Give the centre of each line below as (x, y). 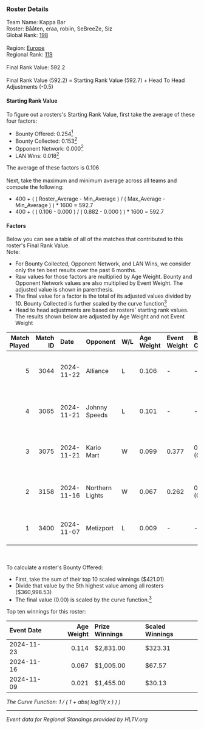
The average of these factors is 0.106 (53, 168)
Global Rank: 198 (27, 35)
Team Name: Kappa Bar (36, 22)
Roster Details (28, 9)
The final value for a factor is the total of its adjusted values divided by (103, 296)
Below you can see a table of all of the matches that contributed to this (95, 239)
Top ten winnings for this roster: (46, 611)
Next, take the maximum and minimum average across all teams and (92, 180)
